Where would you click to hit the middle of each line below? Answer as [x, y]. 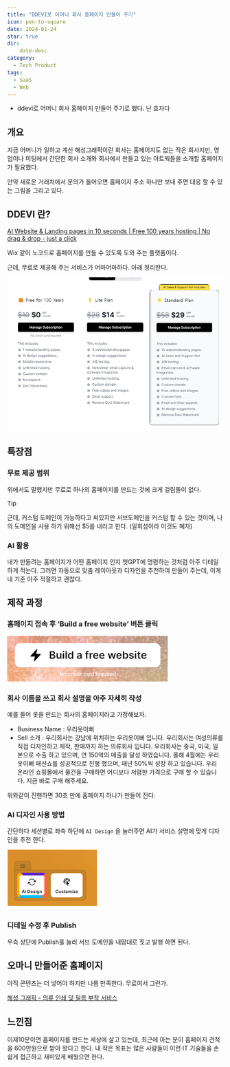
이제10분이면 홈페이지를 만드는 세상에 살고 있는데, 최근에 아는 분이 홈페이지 [107, 1039]
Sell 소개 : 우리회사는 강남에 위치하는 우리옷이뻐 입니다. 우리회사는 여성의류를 [120, 738]
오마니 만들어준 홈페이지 [55, 966]
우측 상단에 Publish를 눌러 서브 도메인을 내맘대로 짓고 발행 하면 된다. [99, 942]
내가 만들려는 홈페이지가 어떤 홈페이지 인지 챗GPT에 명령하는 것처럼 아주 [104, 562]
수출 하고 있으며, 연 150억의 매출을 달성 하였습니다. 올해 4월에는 [121, 755]
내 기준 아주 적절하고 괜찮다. [45, 579]
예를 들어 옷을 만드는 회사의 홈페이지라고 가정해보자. [77, 715]
